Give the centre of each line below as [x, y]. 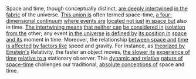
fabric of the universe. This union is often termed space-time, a [83, 15]
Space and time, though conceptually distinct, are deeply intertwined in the [97, 8]
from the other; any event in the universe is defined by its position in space [97, 33]
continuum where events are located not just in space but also [112, 21]
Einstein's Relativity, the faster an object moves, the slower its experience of [98, 52]
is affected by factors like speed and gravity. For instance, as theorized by [96, 46]
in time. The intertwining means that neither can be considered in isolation [96, 27]
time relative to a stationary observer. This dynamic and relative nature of [94, 58]
